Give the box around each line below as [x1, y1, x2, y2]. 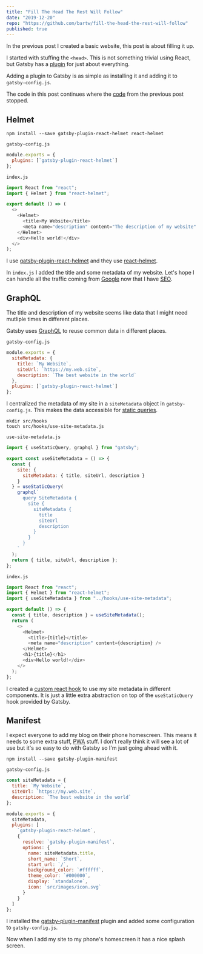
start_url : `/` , [28, 861, 69, 867]
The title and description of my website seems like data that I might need [6, 309, 188, 316]
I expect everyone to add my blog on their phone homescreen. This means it [6, 732, 197, 739]
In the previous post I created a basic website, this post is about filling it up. [6, 42, 195, 50]
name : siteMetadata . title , [28, 850, 96, 856]
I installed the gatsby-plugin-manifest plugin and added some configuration [6, 918, 195, 925]
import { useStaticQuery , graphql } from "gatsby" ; [6, 445, 139, 451]
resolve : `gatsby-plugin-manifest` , [22, 839, 115, 846]
